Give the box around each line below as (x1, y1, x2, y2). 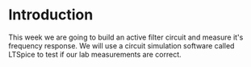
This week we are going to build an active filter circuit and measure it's (8, 32, 244, 42)
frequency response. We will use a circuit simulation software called (8, 40, 235, 50)
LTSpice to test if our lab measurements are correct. (8, 49, 182, 59)
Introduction (8, 6, 94, 24)
